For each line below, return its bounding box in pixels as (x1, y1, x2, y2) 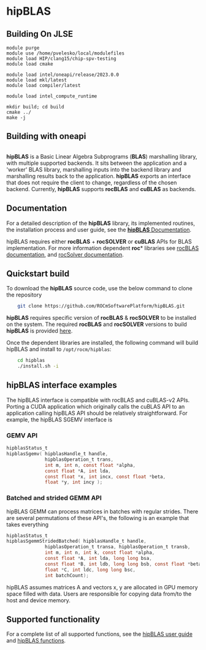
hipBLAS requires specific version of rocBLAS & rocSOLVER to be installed (6, 314, 197, 322)
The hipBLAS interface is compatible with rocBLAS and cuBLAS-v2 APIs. (6, 396, 190, 404)
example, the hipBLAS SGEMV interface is (6, 415, 113, 423)
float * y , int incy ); (45, 479, 103, 485)
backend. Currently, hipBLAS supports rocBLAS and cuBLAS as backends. (6, 185, 196, 192)
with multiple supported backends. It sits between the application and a (6, 159, 187, 167)
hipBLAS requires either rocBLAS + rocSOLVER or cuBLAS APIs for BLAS (6, 238, 192, 245)
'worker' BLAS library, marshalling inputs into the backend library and (6, 165, 182, 173)
